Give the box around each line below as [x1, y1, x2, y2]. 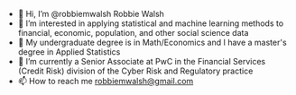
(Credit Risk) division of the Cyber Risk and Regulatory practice [17, 65, 254, 76]
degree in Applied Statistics [17, 47, 121, 57]
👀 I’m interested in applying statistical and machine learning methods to [17, 18, 284, 29]
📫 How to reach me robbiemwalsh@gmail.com [17, 76, 194, 86]
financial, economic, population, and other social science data [17, 28, 249, 38]
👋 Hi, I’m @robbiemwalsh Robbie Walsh [17, 9, 165, 19]
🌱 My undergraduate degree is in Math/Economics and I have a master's [17, 37, 287, 47]
